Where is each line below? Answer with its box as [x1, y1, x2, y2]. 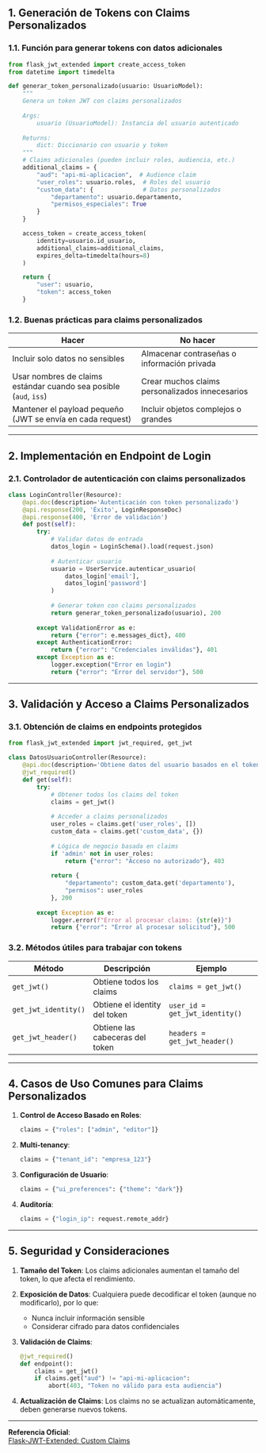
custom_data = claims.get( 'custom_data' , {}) [50, 827, 203, 836]
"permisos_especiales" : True [50, 200, 147, 209]
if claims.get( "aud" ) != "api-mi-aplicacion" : [34, 1374, 191, 1382]
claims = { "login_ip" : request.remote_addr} [19, 1215, 169, 1224]
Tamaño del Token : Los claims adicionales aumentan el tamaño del [19, 1266, 240, 1275]
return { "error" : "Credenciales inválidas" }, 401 [50, 646, 218, 654]
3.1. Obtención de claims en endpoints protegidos [8, 722, 203, 733]
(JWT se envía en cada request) [12, 414, 132, 425]
